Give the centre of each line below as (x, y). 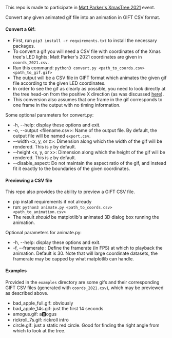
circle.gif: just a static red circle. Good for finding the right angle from (86, 325)
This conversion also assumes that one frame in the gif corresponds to (88, 100)
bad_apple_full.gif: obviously (43, 303)
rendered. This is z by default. (44, 158)
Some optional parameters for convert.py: (50, 115)
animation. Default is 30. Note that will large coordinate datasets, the (85, 253)
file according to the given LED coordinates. (59, 83)
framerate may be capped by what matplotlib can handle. (73, 259)
